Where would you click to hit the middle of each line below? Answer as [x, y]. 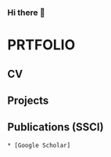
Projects [28, 100]
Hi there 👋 [27, 13]
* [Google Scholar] [39, 145]
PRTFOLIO [41, 45]
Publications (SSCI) [55, 128]
